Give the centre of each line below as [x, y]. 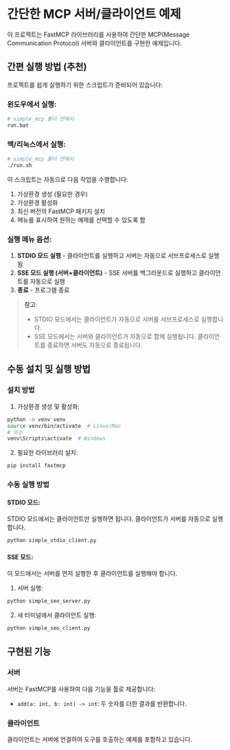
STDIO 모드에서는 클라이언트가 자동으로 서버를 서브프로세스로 [117, 319]
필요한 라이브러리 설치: [47, 453]
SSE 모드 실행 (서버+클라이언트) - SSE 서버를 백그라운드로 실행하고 [107, 273]
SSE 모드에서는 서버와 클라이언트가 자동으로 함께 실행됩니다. [115, 336]
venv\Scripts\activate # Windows [57, 439]
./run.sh [20, 165]
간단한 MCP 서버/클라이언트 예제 [94, 14]
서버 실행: [30, 588]
